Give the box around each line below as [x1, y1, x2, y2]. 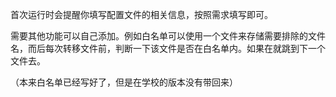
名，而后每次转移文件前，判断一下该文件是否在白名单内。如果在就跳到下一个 [10, 43, 326, 54]
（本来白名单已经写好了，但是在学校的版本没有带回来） [10, 76, 238, 88]
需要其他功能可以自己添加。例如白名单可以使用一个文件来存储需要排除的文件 [10, 30, 326, 42]
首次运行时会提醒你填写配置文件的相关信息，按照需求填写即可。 [10, 9, 273, 20]
